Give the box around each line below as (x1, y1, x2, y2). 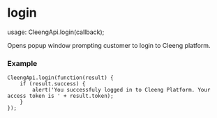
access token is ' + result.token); (7, 92, 114, 100)
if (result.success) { (20, 81, 86, 87)
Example (7, 58, 38, 68)
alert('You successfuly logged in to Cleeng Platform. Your (32, 87, 211, 94)
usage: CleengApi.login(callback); (7, 28, 105, 36)
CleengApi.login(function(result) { (7, 74, 114, 81)
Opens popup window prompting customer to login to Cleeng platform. (7, 41, 211, 49)
